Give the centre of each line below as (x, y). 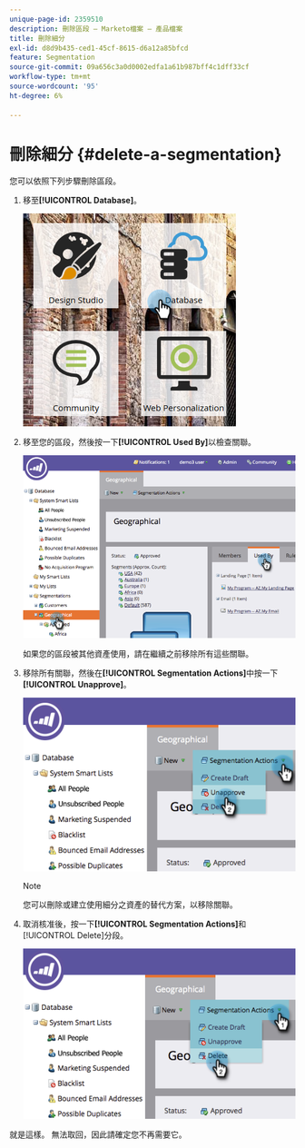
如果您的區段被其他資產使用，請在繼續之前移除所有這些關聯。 (138, 654)
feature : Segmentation (52, 58)
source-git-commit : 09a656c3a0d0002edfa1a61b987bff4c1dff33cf (129, 67)
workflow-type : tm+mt (50, 77)
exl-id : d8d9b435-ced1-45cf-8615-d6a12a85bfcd (99, 48)
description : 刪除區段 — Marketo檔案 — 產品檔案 (96, 29)
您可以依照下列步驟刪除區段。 (65, 181)
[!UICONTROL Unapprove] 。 (77, 685)
